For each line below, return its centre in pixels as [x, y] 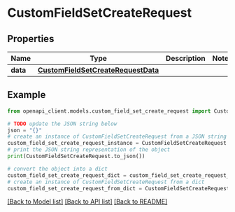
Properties [31, 39]
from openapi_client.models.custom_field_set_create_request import [109, 111]
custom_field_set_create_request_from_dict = [74, 188]
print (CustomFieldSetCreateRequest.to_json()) [76, 156]
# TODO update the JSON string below [62, 124]
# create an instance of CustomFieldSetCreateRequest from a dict [106, 182]
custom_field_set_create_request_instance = [73, 143]
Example [27, 95]
